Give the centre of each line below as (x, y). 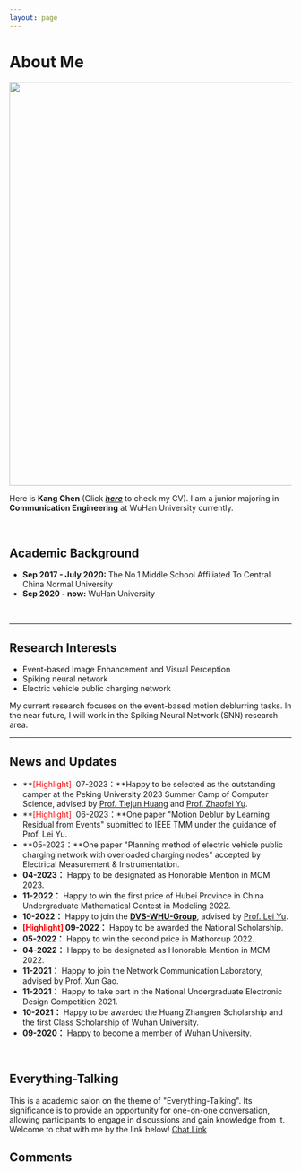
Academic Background (74, 553)
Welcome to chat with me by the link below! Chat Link (108, 1129)
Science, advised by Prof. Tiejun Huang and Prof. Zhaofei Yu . (135, 804)
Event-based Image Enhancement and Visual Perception (126, 670)
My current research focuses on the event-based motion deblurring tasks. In (150, 706)
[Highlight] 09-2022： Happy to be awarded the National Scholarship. (153, 928)
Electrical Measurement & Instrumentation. (101, 864)
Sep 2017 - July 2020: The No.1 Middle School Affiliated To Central (146, 575)
